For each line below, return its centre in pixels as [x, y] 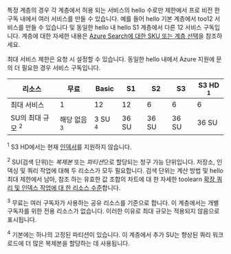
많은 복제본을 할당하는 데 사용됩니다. [81, 243]
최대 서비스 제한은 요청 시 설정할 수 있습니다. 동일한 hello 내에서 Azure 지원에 [111, 59]
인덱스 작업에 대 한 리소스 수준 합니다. [71, 187]
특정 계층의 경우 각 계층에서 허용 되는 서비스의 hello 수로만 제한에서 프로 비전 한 [113, 10]
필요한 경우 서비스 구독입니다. [61, 68]
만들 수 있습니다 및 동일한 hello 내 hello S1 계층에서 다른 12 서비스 [113, 27]
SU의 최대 [26, 118]
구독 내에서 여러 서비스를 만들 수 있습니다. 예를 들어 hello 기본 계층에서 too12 [110, 19]
